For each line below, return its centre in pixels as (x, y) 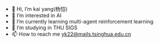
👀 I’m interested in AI (37, 15)
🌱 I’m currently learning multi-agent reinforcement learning (82, 21)
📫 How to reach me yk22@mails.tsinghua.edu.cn (71, 34)
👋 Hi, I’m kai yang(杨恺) (39, 9)
